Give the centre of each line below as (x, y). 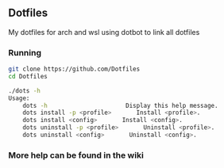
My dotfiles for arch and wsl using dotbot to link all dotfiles (104, 32)
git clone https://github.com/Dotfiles (74, 69)
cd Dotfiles (28, 76)
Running (25, 52)
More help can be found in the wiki (76, 155)
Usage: (19, 98)
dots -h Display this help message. (120, 105)
